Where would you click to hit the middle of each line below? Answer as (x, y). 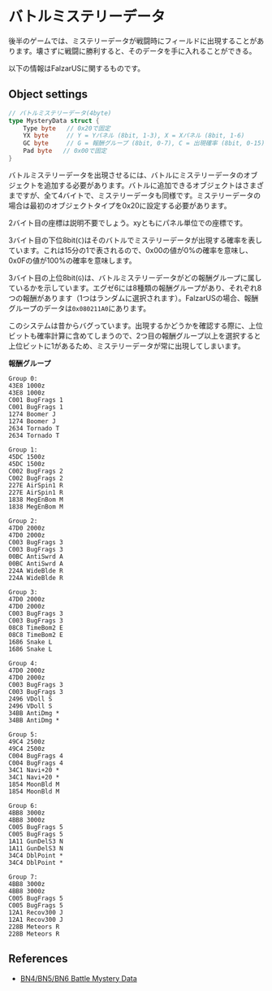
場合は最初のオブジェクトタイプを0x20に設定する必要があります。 (120, 205)
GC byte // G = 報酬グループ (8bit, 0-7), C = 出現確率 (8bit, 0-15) (144, 143)
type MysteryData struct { (54, 120)
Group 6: (23, 805)
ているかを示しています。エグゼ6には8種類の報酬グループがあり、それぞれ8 (135, 288)
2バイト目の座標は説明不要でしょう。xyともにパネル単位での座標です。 (128, 223)
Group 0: (23, 378)
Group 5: (23, 734)
